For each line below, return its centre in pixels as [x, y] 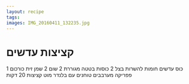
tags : [13, 17]
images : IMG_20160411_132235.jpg [48, 23]
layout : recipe [25, 12]
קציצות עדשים [40, 52]
